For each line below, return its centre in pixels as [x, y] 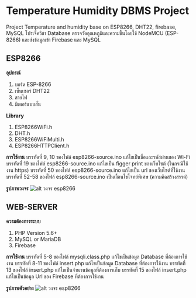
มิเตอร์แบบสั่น [27, 104]
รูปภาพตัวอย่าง [20, 288]
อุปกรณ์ [13, 72]
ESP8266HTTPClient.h [42, 145]
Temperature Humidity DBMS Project [97, 11]
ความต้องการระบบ [23, 221]
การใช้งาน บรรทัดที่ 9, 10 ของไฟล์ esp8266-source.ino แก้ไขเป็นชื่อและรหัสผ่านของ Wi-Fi [98, 157]
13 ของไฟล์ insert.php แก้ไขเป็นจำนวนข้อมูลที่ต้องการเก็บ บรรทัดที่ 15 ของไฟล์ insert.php [97, 269]
